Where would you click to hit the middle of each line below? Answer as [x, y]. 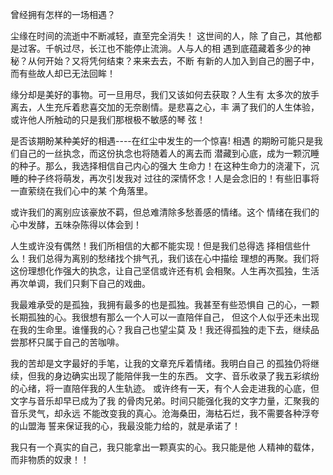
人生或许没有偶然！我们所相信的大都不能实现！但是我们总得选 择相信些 [156, 246]
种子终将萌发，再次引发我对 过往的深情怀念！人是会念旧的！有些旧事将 [173, 178]
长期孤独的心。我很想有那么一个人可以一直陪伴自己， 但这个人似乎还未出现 [165, 317]
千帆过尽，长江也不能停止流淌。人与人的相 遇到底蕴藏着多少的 [173, 48]
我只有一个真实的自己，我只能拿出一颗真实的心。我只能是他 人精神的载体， [165, 447]
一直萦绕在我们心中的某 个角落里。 [81, 191]
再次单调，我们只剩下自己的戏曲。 [80, 283]
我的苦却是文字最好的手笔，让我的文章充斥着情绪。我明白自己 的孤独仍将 [160, 363]
